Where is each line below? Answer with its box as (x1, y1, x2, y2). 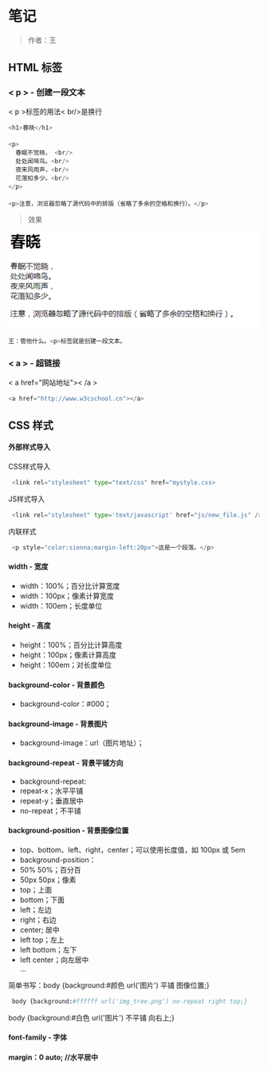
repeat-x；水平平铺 (19, 785, 84, 796)
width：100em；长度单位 (19, 601, 103, 610)
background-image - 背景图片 (8, 719, 108, 729)
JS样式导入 (8, 493, 45, 504)
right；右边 (19, 915, 57, 924)
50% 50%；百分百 (19, 864, 81, 874)
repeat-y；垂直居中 (19, 796, 84, 805)
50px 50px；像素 (19, 875, 77, 884)
